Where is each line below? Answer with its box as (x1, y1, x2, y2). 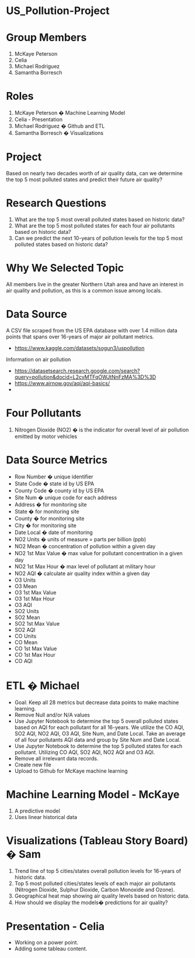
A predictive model (14, 807, 60, 814)
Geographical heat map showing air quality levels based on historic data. (14, 892, 190, 899)
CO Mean (14, 638, 38, 646)
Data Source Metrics (6, 453, 108, 467)
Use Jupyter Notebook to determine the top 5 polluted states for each (14, 742, 183, 749)
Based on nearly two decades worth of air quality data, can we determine (6, 170, 183, 176)
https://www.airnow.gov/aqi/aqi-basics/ (14, 379, 110, 386)
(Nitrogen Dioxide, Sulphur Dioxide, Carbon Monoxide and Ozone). (14, 886, 175, 893)
